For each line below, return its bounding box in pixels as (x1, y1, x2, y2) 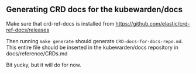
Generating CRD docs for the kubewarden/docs (6, 5, 183, 15)
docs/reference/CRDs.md (6, 50, 68, 57)
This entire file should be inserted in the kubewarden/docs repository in (6, 44, 178, 51)
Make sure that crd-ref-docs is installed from (6, 20, 115, 27)
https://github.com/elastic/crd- (115, 20, 190, 27)
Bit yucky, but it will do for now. (6, 61, 82, 68)
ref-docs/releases (6, 26, 50, 33)
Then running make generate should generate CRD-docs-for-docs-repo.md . (6, 37, 183, 44)
